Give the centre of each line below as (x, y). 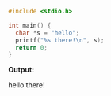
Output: (21, 70)
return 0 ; (31, 47)
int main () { (30, 25)
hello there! (27, 85)
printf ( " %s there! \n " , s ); (60, 40)
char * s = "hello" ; (48, 33)
